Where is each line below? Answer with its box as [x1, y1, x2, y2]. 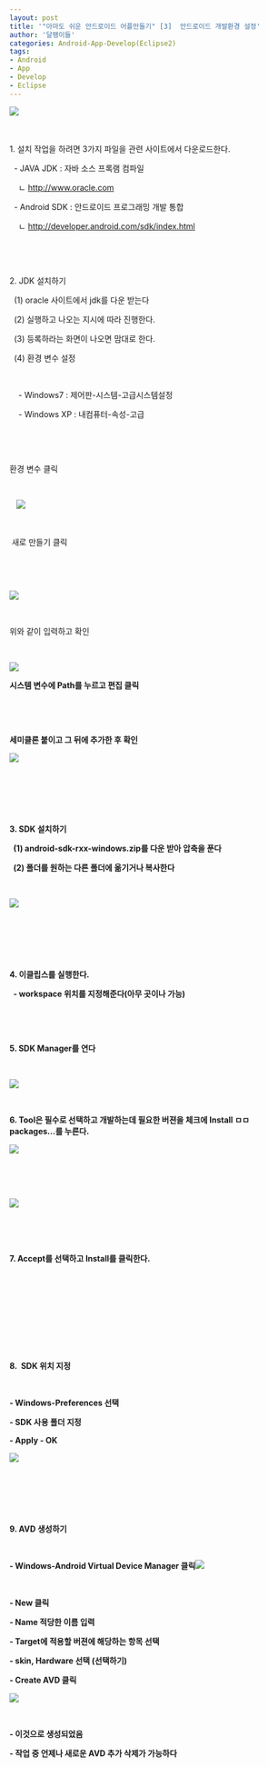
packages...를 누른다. [9, 1125, 90, 1136]
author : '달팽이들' [9, 30, 75, 39]
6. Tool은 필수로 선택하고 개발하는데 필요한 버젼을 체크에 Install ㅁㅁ [9, 1114, 250, 1125]
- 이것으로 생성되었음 [9, 1728, 84, 1739]
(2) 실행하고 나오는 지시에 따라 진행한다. [13, 314, 156, 324]
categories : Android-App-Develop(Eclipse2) [9, 38, 177, 48]
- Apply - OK [9, 1434, 58, 1445]
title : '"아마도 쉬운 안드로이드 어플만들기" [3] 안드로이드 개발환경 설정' [9, 22, 261, 31]
